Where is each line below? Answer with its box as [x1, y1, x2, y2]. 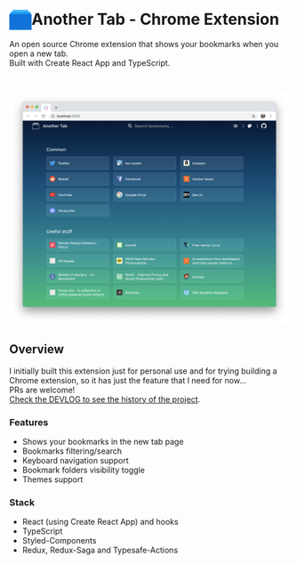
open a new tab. [9, 48, 68, 59]
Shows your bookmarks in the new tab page [21, 436, 184, 447]
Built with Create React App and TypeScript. [9, 57, 171, 68]
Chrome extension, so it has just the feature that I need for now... [9, 375, 247, 385]
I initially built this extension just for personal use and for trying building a [9, 366, 277, 376]
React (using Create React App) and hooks [21, 517, 180, 528]
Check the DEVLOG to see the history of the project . [9, 393, 201, 405]
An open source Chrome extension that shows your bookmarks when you [9, 38, 279, 49]
